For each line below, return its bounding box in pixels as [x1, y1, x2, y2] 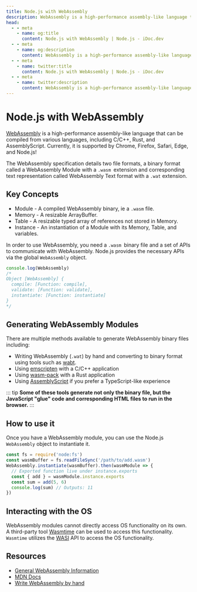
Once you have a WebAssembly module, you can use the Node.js [6, 434, 164, 441]
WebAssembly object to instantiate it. [6, 440, 90, 448]
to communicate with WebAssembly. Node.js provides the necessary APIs [6, 247, 185, 254]
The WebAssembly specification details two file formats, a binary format [6, 160, 181, 167]
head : [6, 19, 19, 25]
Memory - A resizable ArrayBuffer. [14, 211, 98, 218]
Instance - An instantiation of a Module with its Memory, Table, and [14, 224, 177, 231]
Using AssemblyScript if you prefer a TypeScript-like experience [14, 378, 171, 385]
